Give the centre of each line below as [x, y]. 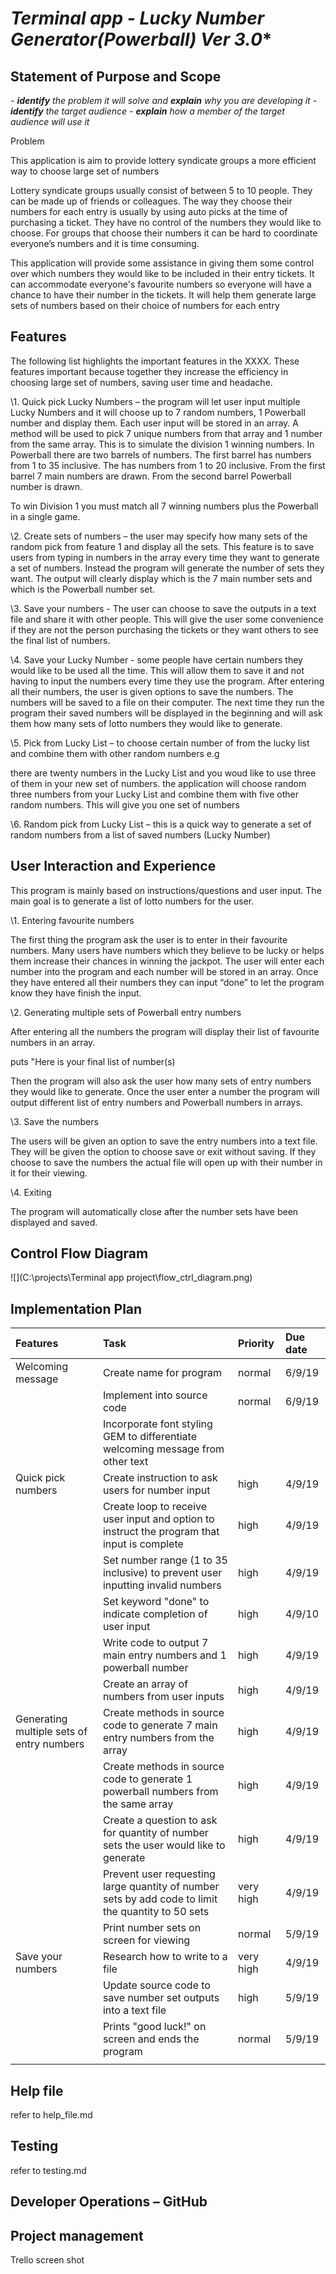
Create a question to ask [160, 1820]
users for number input [156, 1490]
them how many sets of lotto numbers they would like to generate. [146, 723]
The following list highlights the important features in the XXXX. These [155, 361]
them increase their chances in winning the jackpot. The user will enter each [167, 961]
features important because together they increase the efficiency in [149, 371]
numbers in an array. [53, 1042]
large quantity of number [161, 1887]
